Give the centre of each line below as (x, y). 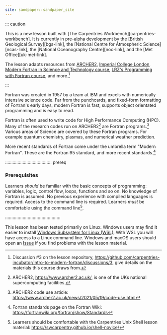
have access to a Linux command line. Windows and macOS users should (81, 237)
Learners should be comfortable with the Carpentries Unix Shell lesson (85, 322)
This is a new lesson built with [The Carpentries (54, 33)
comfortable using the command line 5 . (44, 207)
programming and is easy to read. (40, 111)
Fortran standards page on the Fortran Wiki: (57, 307)
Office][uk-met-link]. (26, 55)
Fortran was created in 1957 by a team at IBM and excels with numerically (81, 95)
